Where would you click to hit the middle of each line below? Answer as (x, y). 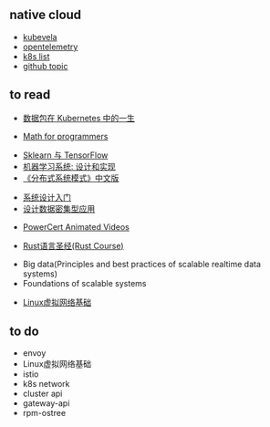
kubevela (40, 36)
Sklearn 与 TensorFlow (65, 155)
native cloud (46, 15)
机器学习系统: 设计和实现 (69, 166)
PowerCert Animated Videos (76, 226)
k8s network (46, 384)
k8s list (36, 56)
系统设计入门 (47, 197)
